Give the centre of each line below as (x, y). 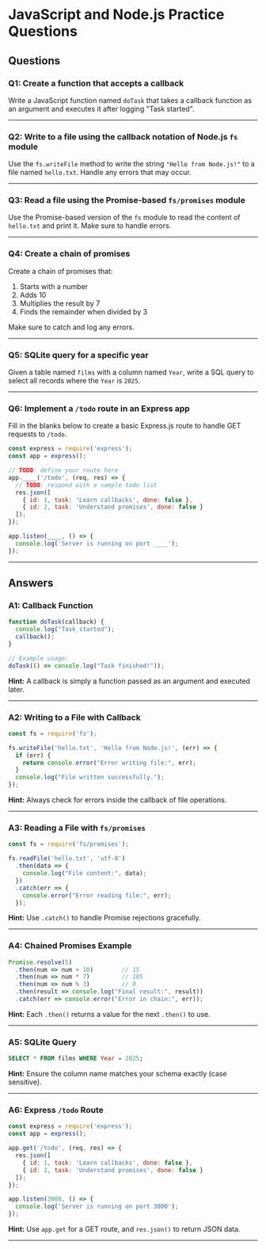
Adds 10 (33, 295)
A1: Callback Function (51, 606)
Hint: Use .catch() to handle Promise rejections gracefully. (104, 918)
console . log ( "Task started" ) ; (65, 630)
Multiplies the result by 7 (60, 303)
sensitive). (25, 1082)
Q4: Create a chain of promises (69, 253)
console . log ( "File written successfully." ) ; (90, 778)
